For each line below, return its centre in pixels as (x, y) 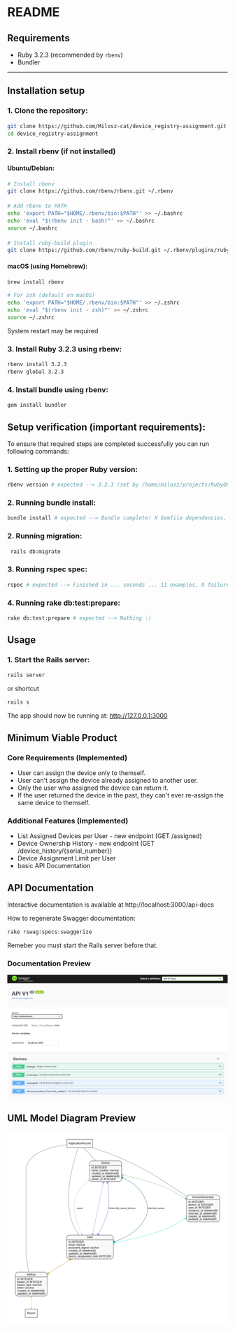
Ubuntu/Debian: (31, 168)
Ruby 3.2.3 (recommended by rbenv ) (70, 55)
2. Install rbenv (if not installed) (62, 151)
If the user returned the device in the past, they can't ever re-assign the (120, 795)
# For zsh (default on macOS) (51, 295)
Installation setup (46, 91)
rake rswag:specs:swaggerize (50, 932)
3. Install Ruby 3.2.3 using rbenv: (65, 349)
